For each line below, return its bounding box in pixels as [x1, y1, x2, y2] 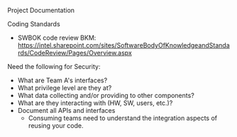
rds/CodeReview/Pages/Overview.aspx [17, 49, 133, 57]
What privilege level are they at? [17, 84, 112, 92]
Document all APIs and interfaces [17, 106, 116, 114]
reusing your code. [28, 121, 84, 130]
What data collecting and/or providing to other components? [17, 92, 195, 99]
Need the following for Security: [7, 62, 101, 70]
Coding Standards [7, 20, 60, 28]
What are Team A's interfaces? [17, 76, 108, 84]
